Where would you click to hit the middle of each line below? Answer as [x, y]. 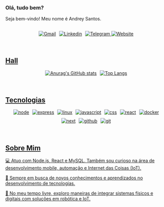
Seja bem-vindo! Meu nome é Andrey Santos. [53, 19]
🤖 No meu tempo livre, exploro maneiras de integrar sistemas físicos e [79, 193]
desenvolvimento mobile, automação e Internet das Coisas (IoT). [73, 168]
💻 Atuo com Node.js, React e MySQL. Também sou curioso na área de [80, 161]
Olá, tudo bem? [25, 8]
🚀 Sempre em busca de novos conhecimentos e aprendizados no [74, 178]
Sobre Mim [23, 148]
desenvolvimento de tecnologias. [40, 183]
